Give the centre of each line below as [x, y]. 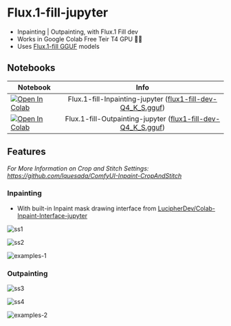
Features [26, 152]
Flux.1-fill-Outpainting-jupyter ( [118, 118]
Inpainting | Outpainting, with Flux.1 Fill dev [78, 32]
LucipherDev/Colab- [186, 208]
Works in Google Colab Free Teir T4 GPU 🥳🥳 [80, 39]
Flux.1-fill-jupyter [58, 13]
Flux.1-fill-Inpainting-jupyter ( [118, 99]
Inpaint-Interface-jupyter [52, 215]
